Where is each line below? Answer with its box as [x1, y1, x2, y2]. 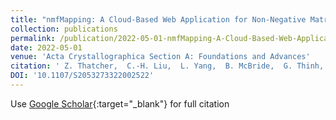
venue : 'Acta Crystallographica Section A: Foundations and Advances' [10, 52, 311, 62]
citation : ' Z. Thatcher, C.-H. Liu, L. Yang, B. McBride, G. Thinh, [10, 61, 325, 71]
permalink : [10, 33, 56, 43]
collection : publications [10, 24, 118, 34]
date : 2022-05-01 [10, 42, 83, 53]
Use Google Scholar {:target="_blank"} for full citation [10, 97, 230, 110]
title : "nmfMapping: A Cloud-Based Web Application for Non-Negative [10, 14, 307, 25]
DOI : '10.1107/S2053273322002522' [10, 71, 155, 81]
